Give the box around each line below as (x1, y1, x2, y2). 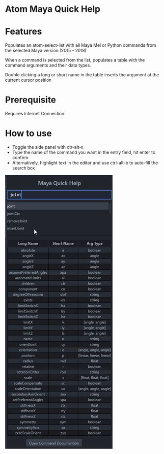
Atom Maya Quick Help (5, 3, 101, 15)
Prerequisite (5, 95, 56, 105)
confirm (12, 155, 28, 161)
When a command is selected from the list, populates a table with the (5, 57, 145, 63)
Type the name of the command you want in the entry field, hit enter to (12, 149, 156, 155)
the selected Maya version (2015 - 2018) (5, 48, 87, 54)
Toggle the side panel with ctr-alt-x (12, 144, 83, 150)
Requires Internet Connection (5, 111, 65, 117)
